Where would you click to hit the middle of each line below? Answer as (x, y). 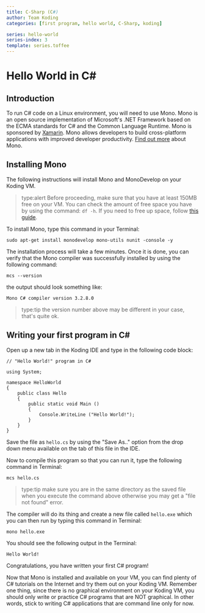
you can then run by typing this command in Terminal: (74, 520)
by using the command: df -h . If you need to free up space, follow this (110, 211)
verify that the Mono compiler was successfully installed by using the (94, 258)
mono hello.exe (26, 532)
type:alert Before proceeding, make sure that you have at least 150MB (109, 198)
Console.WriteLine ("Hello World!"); (87, 415)
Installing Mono (37, 165)
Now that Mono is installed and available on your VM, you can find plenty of (102, 577)
